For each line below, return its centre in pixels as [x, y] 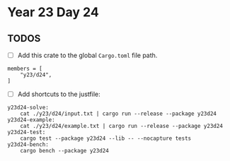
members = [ [25, 69]
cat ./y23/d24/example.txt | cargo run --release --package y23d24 [121, 126]
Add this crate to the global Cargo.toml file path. [87, 55]
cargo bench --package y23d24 [65, 151]
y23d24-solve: [28, 108]
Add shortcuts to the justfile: [59, 94]
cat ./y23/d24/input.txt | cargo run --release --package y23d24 [119, 114]
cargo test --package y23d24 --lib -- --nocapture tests [106, 138]
